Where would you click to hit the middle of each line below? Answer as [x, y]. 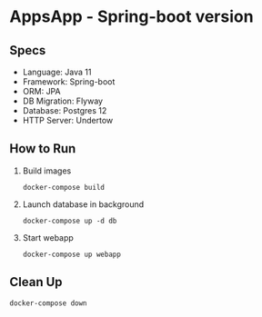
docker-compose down [49, 303]
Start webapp [48, 237]
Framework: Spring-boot [69, 82]
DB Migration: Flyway [62, 101]
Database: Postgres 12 [65, 110]
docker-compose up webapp [71, 254]
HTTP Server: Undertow [68, 120]
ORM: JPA [41, 91]
